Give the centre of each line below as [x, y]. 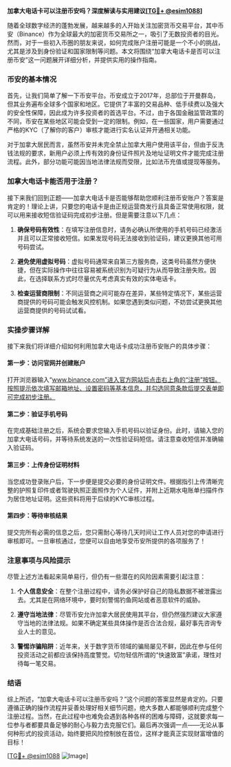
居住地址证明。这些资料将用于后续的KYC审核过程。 [85, 499]
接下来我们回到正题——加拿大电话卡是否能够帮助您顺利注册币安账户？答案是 [115, 197]
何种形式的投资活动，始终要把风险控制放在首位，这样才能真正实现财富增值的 [115, 734]
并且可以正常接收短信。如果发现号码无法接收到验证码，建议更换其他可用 [119, 238]
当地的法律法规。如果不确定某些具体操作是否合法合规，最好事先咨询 [120, 623]
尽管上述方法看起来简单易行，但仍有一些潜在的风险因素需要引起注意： [107, 576]
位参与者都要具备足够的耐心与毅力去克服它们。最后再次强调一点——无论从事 [115, 725]
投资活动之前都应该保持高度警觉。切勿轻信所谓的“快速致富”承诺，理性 [116, 655]
